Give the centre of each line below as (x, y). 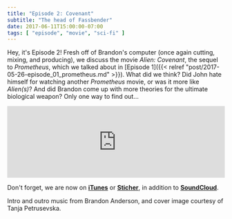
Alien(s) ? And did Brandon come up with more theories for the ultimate (108, 89)
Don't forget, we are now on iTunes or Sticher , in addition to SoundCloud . (113, 188)
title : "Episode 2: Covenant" (51, 13)
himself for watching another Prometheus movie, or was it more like (103, 82)
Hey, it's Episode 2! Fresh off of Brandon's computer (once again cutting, (111, 53)
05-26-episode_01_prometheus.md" (59, 75)
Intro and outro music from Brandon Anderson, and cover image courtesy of (115, 201)
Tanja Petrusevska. (34, 209)
